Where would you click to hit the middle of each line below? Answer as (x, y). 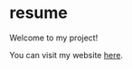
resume (38, 13)
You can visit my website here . (66, 55)
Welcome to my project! (54, 38)
